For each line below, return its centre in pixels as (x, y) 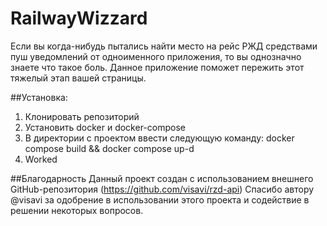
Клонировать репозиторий (82, 116)
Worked (41, 159)
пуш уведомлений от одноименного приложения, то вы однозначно (156, 56)
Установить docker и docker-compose (105, 127)
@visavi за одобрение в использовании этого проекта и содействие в (160, 199)
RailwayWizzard (79, 18)
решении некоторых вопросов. (77, 210)
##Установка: (39, 97)
